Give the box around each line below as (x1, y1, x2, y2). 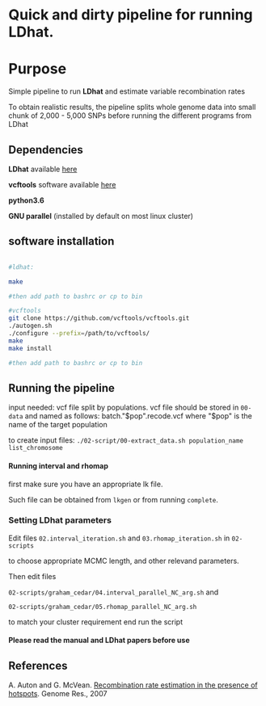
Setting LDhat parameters (8, 515, 112, 526)
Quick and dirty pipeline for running (8, 6, 253, 24)
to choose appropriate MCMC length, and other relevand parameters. (8, 556, 240, 565)
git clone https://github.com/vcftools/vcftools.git (8, 314, 190, 322)
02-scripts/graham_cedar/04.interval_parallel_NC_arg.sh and (8, 587, 219, 597)
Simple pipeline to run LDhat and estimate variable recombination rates (8, 86, 245, 96)
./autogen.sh (8, 321, 53, 330)
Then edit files (8, 571, 57, 581)
